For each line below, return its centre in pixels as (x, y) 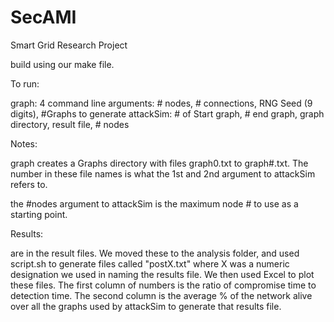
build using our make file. (62, 64)
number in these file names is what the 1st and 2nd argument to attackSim (163, 173)
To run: (25, 83)
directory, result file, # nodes (70, 124)
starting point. (39, 214)
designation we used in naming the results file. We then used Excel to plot (162, 274)
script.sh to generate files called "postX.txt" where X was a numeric (150, 263)
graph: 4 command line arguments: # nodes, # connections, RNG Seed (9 (161, 103)
